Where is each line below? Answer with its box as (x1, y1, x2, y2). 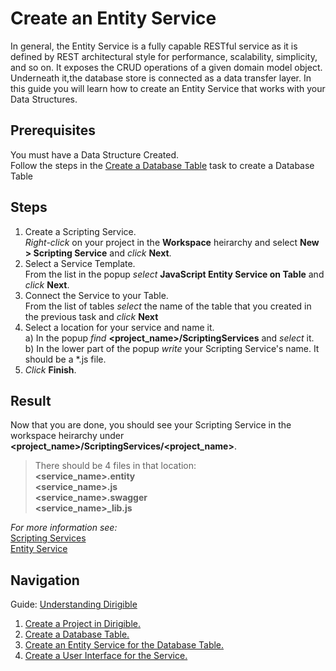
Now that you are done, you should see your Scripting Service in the (10, 419, 292, 431)
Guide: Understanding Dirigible (10, 598, 138, 611)
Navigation (10, 572, 80, 589)
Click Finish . (24, 363, 77, 376)
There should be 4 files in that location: (34, 460, 197, 472)
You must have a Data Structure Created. (10, 148, 180, 161)
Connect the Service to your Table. (24, 289, 169, 301)
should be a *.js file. (24, 353, 107, 365)
